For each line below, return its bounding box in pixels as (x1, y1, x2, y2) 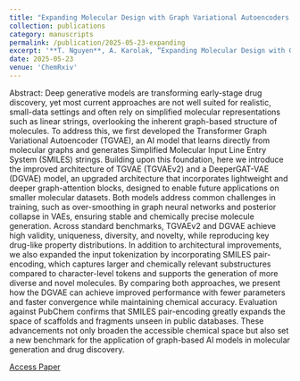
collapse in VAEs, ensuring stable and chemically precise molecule (9, 211, 254, 222)
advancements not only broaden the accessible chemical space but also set (9, 325, 289, 335)
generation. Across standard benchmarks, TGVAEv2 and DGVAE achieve (9, 220, 277, 231)
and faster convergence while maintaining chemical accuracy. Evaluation (9, 296, 278, 307)
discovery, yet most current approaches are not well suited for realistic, (9, 97, 271, 107)
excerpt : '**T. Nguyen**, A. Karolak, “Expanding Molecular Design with (9, 47, 286, 55)
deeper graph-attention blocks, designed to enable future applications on (9, 182, 279, 193)
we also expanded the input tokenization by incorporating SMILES (9, 249, 252, 259)
